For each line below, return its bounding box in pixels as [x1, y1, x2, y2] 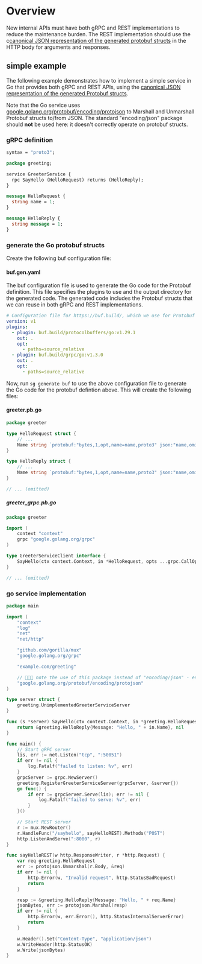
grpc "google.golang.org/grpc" [17, 536, 96, 542]
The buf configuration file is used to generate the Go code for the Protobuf [6, 282, 191, 289]
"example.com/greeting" [17, 664, 77, 670]
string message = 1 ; [11, 221, 63, 227]
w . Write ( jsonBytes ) [17, 947, 66, 953]
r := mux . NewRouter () [17, 825, 71, 831]
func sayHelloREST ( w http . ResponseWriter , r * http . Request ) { [6, 852, 165, 858]
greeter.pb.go [6, 406, 42, 414]
